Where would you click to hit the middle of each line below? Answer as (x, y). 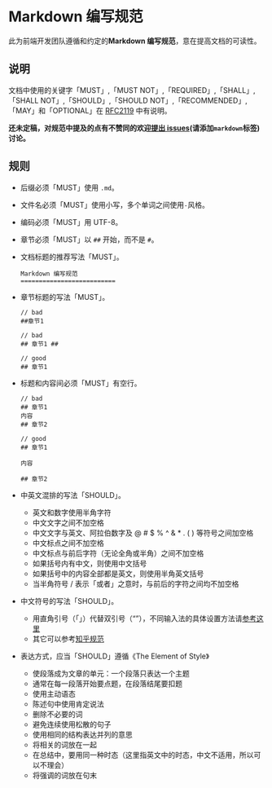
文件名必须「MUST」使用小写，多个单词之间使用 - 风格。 (114, 205)
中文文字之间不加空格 (68, 522)
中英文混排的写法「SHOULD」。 (73, 495)
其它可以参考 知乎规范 (68, 638)
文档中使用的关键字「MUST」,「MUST (73, 90)
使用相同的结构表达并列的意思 (82, 734)
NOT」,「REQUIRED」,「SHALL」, (197, 90)
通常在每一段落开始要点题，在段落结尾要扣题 (107, 683)
